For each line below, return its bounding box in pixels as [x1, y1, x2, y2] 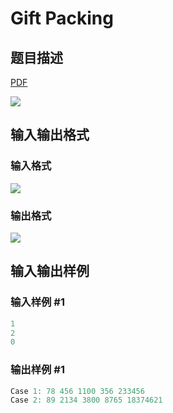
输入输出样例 [10, 263, 90, 280]
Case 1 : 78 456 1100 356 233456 [10, 386, 145, 396]
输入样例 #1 [10, 295, 65, 309]
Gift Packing [10, 7, 114, 30]
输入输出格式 [10, 127, 90, 144]
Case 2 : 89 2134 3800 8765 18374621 [10, 395, 163, 406]
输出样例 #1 [10, 363, 65, 377]
